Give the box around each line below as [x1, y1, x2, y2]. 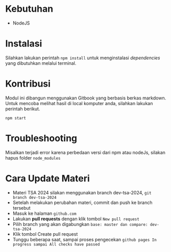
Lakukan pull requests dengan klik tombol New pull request [12, 215, 139, 222]
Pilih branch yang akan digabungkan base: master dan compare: [12, 221, 148, 227]
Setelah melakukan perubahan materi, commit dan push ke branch [12, 199, 153, 206]
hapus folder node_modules [5, 155, 61, 161]
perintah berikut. [5, 106, 40, 112]
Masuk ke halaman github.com [12, 210, 77, 216]
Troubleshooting [5, 133, 78, 144]
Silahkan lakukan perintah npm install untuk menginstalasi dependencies [5, 55, 161, 61]
